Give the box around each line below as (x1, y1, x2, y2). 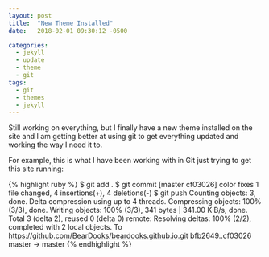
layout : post (8, 11, 52, 20)
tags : (8, 78, 27, 87)
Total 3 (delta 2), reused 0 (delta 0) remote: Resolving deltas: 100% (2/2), (8, 214, 252, 223)
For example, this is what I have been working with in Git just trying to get (8, 156, 252, 165)
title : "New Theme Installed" (8, 19, 114, 27)
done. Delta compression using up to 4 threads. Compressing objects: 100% (8, 197, 262, 206)
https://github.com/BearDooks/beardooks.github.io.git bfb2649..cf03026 (8, 230, 252, 241)
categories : (8, 41, 48, 49)
